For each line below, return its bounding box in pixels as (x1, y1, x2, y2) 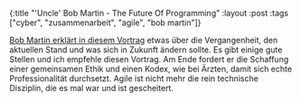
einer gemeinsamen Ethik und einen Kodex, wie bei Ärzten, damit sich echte (9, 63, 292, 74)
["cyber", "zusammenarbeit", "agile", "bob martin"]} (9, 17, 202, 28)
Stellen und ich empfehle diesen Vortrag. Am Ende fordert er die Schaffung (9, 54, 289, 64)
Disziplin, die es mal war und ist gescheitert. (9, 83, 174, 93)
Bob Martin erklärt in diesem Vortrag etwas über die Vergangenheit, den (9, 35, 278, 45)
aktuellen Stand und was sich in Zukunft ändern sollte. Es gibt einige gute (9, 44, 283, 55)
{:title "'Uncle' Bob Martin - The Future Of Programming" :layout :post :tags (9, 8, 289, 18)
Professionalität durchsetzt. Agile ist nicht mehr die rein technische (9, 73, 259, 84)
